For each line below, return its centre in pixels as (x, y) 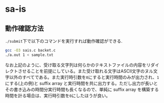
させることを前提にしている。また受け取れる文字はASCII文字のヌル (85, 71)
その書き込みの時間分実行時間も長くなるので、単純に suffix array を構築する (82, 89)
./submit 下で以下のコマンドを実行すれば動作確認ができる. (64, 41)
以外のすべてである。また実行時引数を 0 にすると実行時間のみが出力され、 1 (84, 77)
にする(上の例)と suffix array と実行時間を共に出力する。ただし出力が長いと (82, 83)
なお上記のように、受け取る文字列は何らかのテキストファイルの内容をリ (78, 65)
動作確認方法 (24, 28)
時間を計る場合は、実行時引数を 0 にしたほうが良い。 (58, 95)
